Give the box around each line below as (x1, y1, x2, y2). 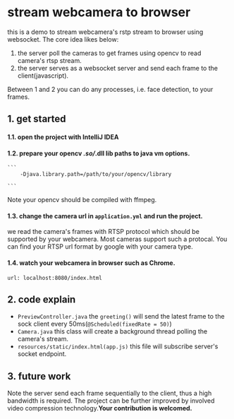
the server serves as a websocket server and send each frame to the (17, 64, 218, 72)
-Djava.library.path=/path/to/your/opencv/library (20, 171, 172, 178)
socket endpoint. (17, 350, 67, 358)
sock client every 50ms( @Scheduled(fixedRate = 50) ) (17, 319, 173, 329)
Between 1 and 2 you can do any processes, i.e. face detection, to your (7, 85, 214, 93)
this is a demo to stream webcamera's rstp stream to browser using (7, 28, 204, 36)
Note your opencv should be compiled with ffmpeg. (7, 196, 157, 204)
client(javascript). (17, 71, 69, 80)
